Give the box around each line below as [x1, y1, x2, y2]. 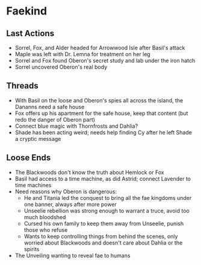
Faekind [6, 4, 47, 18]
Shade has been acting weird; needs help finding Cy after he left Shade [14, 128, 193, 136]
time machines [14, 181, 52, 189]
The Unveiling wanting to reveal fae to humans [14, 252, 131, 259]
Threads [6, 81, 39, 91]
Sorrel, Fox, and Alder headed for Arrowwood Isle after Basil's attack [14, 44, 185, 51]
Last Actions [6, 28, 55, 39]
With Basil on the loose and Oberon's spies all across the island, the [14, 96, 184, 104]
